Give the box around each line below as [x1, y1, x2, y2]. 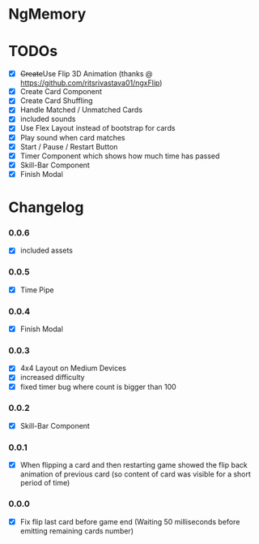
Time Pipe [19, 285, 54, 295]
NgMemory [8, 5, 87, 24]
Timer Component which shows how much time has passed [19, 151, 220, 161]
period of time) [19, 478, 70, 488]
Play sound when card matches [19, 132, 125, 142]
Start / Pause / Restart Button [19, 141, 118, 151]
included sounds [19, 114, 76, 124]
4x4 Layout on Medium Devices [19, 363, 127, 373]
